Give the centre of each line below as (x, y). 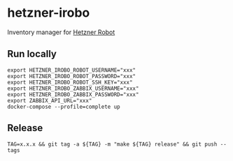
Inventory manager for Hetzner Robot (61, 32)
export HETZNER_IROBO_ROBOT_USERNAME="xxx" (72, 70)
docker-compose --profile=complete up (64, 107)
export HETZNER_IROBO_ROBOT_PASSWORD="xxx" (72, 76)
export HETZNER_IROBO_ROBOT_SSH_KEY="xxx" (70, 82)
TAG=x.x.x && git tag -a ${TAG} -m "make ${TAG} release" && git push (112, 144)
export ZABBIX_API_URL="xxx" (50, 100)
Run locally (32, 54)
